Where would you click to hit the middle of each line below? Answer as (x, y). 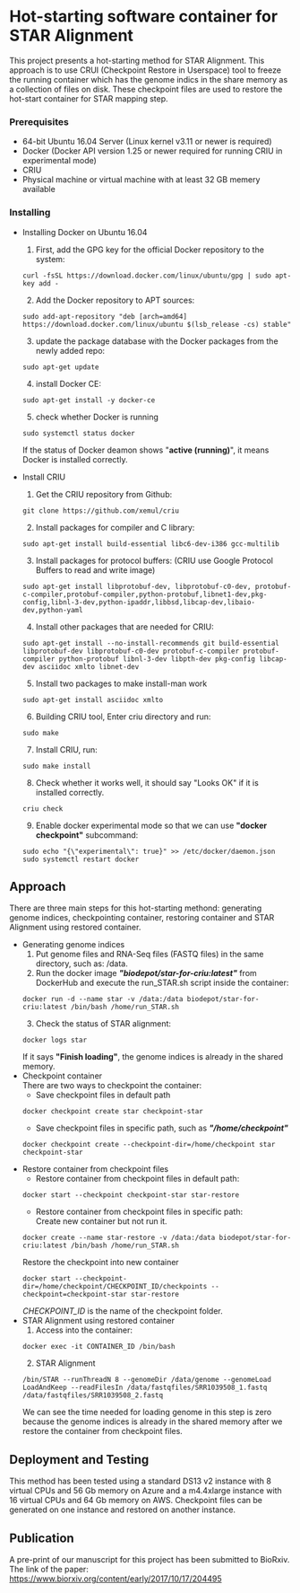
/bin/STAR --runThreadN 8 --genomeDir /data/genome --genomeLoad (146, 1380)
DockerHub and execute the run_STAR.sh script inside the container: (162, 983)
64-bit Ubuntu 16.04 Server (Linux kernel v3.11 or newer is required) (147, 142)
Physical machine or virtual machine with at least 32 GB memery (141, 180)
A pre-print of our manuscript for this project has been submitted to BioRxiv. (150, 1559)
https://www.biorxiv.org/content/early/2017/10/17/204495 (116, 1579)
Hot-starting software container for (144, 17)
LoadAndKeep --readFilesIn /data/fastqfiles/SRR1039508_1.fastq (145, 1388)
